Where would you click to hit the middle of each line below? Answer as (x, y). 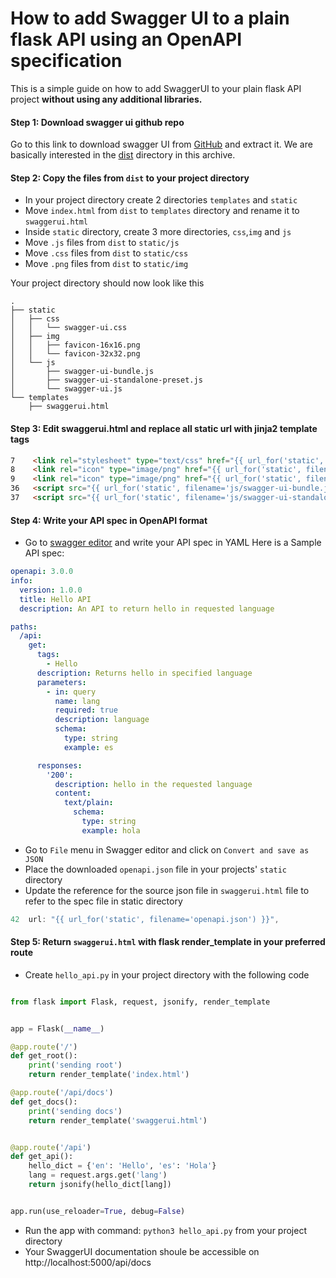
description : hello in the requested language (153, 784)
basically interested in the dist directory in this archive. (123, 155)
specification (66, 61)
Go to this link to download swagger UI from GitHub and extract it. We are (161, 144)
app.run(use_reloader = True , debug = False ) (98, 1211)
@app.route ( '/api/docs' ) (62, 1093)
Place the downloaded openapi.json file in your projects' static (155, 869)
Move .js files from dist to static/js (102, 243)
